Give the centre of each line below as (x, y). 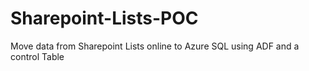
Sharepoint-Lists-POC (104, 18)
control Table (37, 56)
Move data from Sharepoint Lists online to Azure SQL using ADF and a (155, 46)
